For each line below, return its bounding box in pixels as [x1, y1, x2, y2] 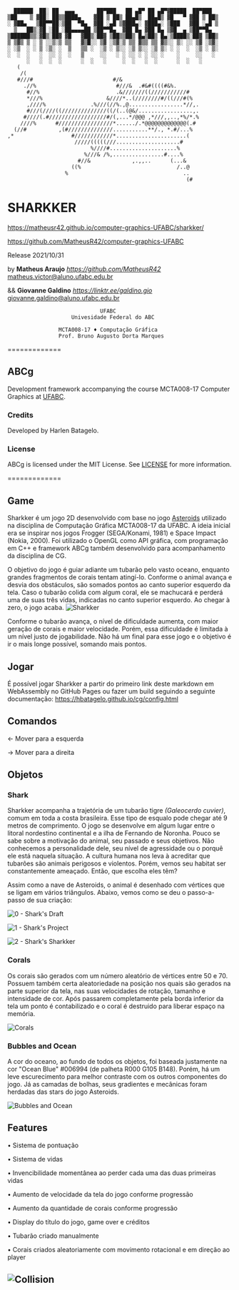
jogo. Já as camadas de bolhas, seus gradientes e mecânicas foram [7, 1080, 208, 1089]
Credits [7, 410, 34, 420]
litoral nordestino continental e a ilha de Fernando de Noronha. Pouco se [7, 829, 220, 838]
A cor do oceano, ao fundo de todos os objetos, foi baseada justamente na [7, 1057, 228, 1066]
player [7, 1253, 26, 1261]
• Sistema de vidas [7, 1154, 63, 1163]
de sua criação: [26, 896, 73, 905]
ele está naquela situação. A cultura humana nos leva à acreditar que [7, 852, 210, 860]
